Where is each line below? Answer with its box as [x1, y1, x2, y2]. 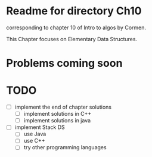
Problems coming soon [6, 57, 123, 70]
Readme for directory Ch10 [6, 4, 142, 18]
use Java [23, 130, 46, 138]
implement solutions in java [23, 117, 91, 124]
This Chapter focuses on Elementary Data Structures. [6, 35, 138, 42]
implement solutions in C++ [23, 110, 92, 118]
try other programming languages [23, 144, 107, 151]
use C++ [23, 137, 46, 144]
